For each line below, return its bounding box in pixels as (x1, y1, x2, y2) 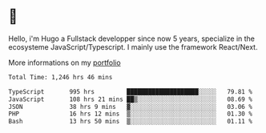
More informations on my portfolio (8, 58, 122, 67)
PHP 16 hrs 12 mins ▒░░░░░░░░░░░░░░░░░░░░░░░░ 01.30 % (8, 110, 252, 119)
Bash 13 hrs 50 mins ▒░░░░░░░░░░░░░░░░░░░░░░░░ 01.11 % (8, 118, 252, 126)
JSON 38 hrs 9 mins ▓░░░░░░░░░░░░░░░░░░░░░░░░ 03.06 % (8, 103, 252, 111)
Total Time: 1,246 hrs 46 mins (8, 73, 113, 81)
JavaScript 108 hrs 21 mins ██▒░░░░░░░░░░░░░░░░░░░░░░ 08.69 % (8, 95, 252, 103)
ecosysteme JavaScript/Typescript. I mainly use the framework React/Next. (8, 42, 258, 51)
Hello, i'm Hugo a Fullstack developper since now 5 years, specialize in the (8, 34, 255, 43)
